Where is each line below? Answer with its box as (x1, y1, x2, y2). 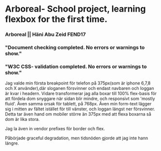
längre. (5, 140, 19, 146)
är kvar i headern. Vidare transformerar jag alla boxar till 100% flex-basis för (5, 91, 157, 97)
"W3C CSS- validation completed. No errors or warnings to (5, 63, 147, 70)
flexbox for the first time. (5, 14, 108, 25)
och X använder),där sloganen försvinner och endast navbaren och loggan (5, 85, 154, 91)
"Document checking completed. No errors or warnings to (5, 44, 145, 51)
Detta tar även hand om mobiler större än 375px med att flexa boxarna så (5, 111, 151, 117)
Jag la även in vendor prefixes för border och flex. (5, 126, 105, 132)
